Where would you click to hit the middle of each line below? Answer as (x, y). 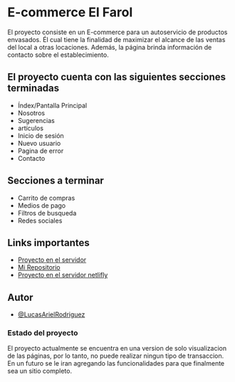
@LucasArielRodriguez (51, 314)
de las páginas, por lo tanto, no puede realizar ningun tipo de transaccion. (116, 356)
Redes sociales (40, 221)
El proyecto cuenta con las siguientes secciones (117, 77)
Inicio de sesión (41, 135)
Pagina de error (41, 151)
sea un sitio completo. (40, 371)
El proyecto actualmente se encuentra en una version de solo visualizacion (117, 349)
